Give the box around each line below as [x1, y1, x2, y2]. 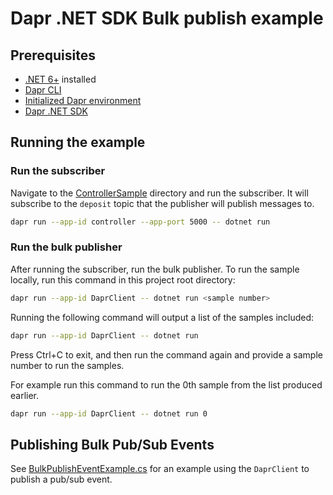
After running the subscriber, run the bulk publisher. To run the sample [10, 263, 300, 275]
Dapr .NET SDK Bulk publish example [10, 7, 324, 30]
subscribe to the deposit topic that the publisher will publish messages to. [10, 197, 315, 209]
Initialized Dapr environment [24, 95, 142, 106]
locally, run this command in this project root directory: [10, 273, 236, 286]
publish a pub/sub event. [10, 473, 113, 486]
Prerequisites [10, 47, 96, 64]
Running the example [10, 134, 146, 151]
